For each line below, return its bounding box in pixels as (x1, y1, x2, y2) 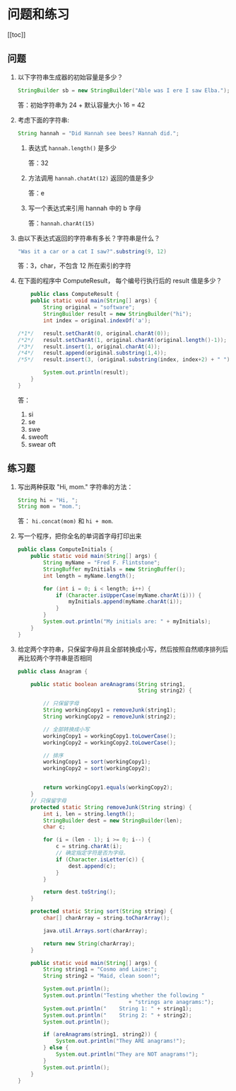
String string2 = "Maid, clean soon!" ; (43, 973, 161, 980)
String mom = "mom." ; (17, 503, 82, 510)
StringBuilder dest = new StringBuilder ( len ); (43, 817, 183, 824)
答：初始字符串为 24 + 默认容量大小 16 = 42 (17, 101, 146, 109)
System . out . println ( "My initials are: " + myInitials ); (43, 618, 211, 625)
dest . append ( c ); (68, 862, 117, 869)
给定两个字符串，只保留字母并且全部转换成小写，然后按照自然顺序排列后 (17, 645, 228, 653)
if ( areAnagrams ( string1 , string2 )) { (43, 1031, 158, 1038)
